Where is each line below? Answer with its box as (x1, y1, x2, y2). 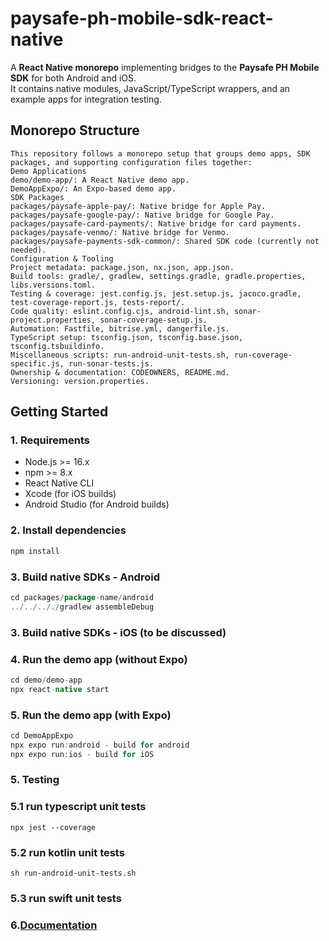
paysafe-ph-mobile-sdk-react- (10, 7, 274, 30)
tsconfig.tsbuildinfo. (10, 341, 105, 351)
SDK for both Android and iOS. (10, 72, 137, 84)
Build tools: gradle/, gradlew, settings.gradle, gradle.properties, (10, 271, 307, 281)
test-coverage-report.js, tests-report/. (10, 297, 186, 307)
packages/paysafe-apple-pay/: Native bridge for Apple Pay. (10, 201, 267, 211)
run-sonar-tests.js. (68, 358, 155, 369)
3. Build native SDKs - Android (10, 570, 160, 584)
